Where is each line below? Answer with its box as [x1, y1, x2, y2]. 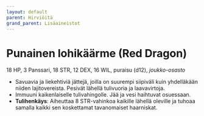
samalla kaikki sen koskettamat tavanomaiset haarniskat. [15, 104, 158, 111]
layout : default [6, 9, 47, 15]
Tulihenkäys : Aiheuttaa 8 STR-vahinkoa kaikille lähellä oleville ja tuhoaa [15, 98, 196, 105]
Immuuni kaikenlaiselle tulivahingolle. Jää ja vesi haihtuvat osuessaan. [15, 91, 191, 98]
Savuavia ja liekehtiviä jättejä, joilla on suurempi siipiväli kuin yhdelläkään [15, 78, 198, 86]
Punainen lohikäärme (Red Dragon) [6, 46, 187, 60]
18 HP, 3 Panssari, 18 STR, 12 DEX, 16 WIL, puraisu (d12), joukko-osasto [6, 66, 186, 73]
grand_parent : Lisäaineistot [6, 20, 80, 26]
